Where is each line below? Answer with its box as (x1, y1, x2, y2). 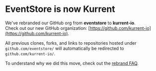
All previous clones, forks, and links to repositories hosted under (5, 40, 137, 46)
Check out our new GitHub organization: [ (5, 25, 90, 31)
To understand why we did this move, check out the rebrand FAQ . (5, 60, 139, 66)
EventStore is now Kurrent (5, 3, 115, 15)
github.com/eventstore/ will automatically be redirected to (5, 45, 124, 51)
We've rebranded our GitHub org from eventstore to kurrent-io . (5, 20, 136, 26)
